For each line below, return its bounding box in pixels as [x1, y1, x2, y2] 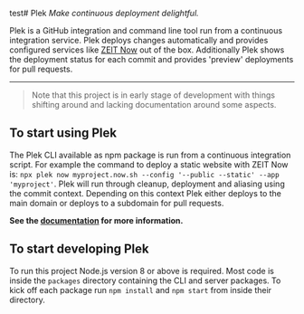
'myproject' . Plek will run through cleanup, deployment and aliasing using [9, 178, 285, 189]
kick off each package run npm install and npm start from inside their [9, 284, 272, 295]
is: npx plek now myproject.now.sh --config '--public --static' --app [9, 168, 280, 179]
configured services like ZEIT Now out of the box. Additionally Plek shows [9, 44, 285, 55]
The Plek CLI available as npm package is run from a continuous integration [9, 149, 291, 160]
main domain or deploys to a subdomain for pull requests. [9, 197, 224, 208]
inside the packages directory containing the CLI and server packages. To [9, 275, 281, 286]
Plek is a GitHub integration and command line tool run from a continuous [9, 25, 283, 35]
